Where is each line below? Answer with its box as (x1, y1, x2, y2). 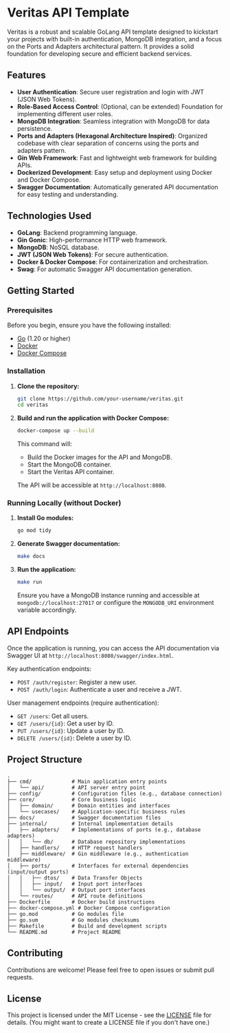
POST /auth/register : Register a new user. (16, 678, 137, 686)
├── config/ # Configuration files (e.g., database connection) (7, 790, 223, 797)
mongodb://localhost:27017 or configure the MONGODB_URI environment (16, 599, 214, 607)
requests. (7, 972, 34, 981)
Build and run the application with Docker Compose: (16, 414, 170, 423)
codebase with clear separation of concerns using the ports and (16, 139, 199, 147)
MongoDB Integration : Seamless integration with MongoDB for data (16, 117, 210, 125)
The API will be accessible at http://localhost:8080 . (16, 481, 167, 489)
